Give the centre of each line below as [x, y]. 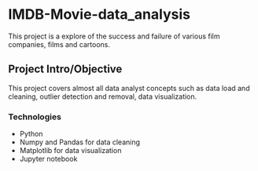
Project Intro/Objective [65, 69]
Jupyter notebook [48, 159]
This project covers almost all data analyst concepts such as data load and [129, 88]
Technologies [35, 117]
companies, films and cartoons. [59, 44]
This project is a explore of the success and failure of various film [114, 36]
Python [31, 134]
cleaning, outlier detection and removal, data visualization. [103, 96]
